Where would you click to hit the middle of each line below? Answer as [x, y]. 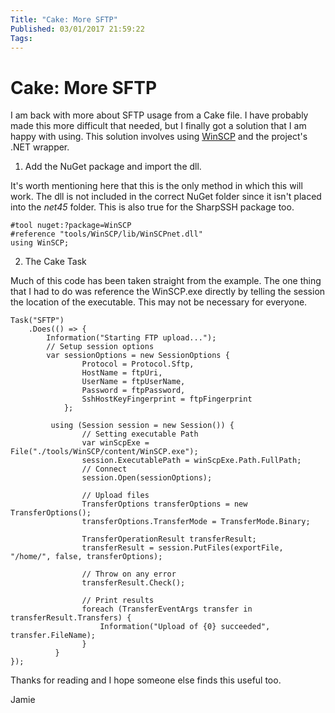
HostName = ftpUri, [122, 373]
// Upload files [115, 496]
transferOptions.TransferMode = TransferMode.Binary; [196, 522]
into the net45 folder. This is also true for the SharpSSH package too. [152, 207]
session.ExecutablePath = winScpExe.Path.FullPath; [191, 461]
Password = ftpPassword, [133, 391]
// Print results [118, 601]
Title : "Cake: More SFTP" [64, 19]
